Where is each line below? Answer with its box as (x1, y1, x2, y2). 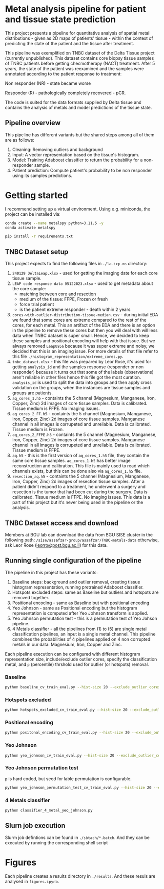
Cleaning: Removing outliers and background (12, 146, 103, 152)
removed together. (12, 594, 50, 600)
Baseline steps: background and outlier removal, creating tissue (12, 579, 141, 584)
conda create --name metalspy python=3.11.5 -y (5, 221, 104, 226)
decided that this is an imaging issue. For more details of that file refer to (12, 348, 159, 354)
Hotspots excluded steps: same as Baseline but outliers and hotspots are (12, 589, 159, 595)
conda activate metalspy (5, 225, 56, 230)
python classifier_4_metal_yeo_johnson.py (5, 808, 93, 813)
